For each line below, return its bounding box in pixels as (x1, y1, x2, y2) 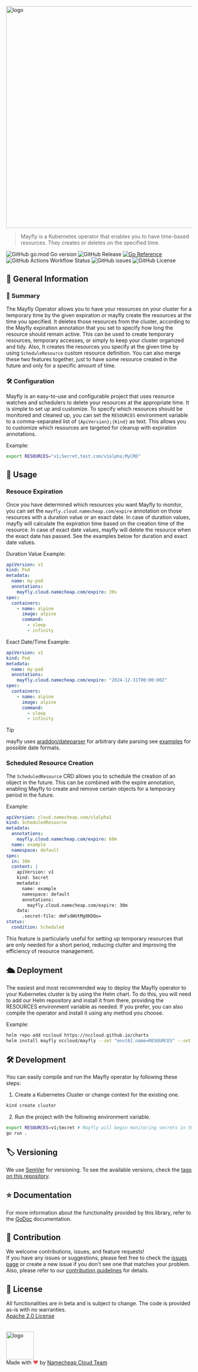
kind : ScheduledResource (6, 820, 67, 826)
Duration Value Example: (6, 550, 66, 557)
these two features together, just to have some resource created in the (6, 355, 177, 363)
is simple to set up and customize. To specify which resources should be (6, 405, 183, 412)
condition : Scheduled (11, 925, 65, 930)
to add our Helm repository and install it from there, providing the (6, 997, 164, 1004)
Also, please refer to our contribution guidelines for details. (6, 1267, 149, 1274)
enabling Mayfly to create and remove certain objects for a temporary (6, 785, 176, 792)
